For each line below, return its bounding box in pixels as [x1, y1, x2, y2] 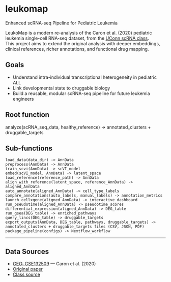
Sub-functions [5, 144, 52, 152]
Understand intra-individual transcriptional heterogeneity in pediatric [12, 74, 157, 80]
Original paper [12, 266, 43, 272]
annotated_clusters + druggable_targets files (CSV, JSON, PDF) [5, 224, 145, 229]
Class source [12, 271, 41, 277]
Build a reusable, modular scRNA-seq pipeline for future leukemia [12, 90, 150, 97]
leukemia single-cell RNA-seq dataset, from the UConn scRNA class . [5, 35, 149, 41]
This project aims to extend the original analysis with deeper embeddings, [5, 40, 160, 46]
